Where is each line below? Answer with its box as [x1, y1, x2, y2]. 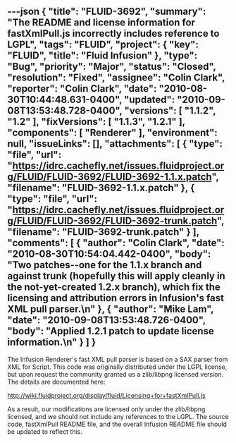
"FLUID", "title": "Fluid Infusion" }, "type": [7, 49, 198, 62]
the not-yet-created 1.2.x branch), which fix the [7, 281, 221, 293]
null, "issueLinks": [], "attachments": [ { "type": [7, 138, 223, 150]
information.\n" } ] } [7, 336, 97, 348]
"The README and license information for [7, 17, 196, 29]
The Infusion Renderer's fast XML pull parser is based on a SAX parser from [7, 355, 228, 363]
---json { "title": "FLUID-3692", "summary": [7, 6, 206, 18]
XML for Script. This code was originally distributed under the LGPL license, [7, 363, 228, 371]
